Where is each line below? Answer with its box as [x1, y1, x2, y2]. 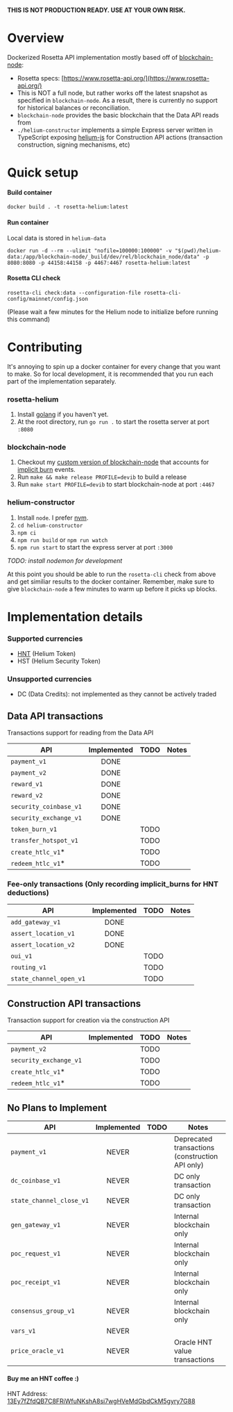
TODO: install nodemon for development [7, 556, 123, 565]
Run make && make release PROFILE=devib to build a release [17, 473, 187, 482]
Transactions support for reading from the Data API [7, 729, 154, 737]
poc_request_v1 [10, 1250, 61, 1258]
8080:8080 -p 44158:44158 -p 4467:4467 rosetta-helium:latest [7, 259, 191, 266]
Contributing [7, 339, 83, 355]
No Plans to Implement [7, 1101, 107, 1114]
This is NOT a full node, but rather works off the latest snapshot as [17, 88, 208, 97]
